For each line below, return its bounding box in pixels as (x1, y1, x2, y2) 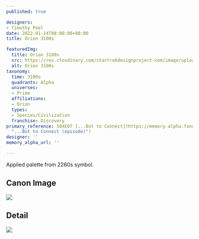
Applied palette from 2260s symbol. (6, 161, 94, 168)
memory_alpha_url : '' (6, 140, 60, 146)
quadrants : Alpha (11, 79, 54, 86)
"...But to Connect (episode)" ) (11, 129, 92, 135)
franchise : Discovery (11, 117, 65, 124)
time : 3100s (11, 74, 41, 80)
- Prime (11, 90, 31, 96)
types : (11, 107, 28, 113)
